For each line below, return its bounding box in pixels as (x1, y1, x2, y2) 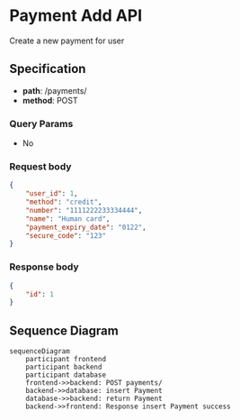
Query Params (9, 117, 74, 130)
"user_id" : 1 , (25, 189, 78, 198)
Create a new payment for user (9, 35, 125, 46)
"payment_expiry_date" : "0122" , (25, 223, 147, 232)
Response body (9, 260, 79, 273)
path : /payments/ (22, 85, 87, 96)
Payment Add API (9, 5, 143, 26)
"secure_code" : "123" (25, 231, 106, 240)
